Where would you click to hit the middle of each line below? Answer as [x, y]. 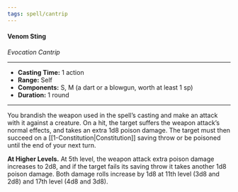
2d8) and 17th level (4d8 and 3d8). [58, 181]
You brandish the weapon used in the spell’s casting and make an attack [113, 115]
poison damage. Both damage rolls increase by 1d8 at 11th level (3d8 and [113, 174]
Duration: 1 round [43, 95]
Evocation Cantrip [34, 52]
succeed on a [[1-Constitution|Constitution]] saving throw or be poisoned [114, 138]
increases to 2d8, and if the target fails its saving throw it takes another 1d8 [117, 166]
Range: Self [35, 80]
